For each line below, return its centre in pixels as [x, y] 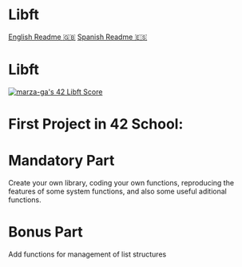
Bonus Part [46, 232]
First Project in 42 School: [96, 124]
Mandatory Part [61, 161]
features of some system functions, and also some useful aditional [118, 191]
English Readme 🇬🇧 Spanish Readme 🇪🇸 [78, 37]
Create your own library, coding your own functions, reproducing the [121, 183]
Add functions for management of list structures [87, 254]
